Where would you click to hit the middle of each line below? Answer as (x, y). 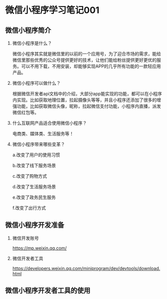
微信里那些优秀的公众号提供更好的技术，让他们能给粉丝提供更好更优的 (84, 60)
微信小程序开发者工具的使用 (48, 291)
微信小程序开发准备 (35, 225)
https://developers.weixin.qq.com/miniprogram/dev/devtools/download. (86, 268)
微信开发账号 (25, 238)
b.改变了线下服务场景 (34, 165)
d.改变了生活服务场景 (34, 187)
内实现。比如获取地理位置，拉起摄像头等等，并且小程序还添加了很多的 (84, 100)
